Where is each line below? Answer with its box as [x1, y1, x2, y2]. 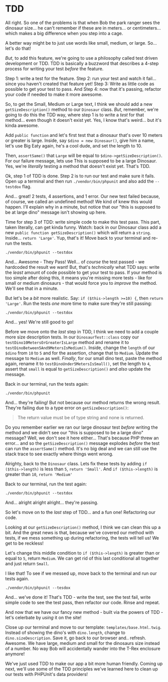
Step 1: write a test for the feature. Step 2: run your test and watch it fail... [5, 75, 156, 81]
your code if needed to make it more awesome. [5, 91, 103, 97]
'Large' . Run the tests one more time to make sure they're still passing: [5, 300, 152, 306]
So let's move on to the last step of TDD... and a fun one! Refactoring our [5, 509, 156, 515]
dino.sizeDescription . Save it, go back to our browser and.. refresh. [5, 635, 146, 641]
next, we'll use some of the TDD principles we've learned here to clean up [5, 665, 158, 672]
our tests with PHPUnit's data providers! [5, 671, 88, 677]
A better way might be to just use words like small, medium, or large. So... [5, 40, 157, 46]
